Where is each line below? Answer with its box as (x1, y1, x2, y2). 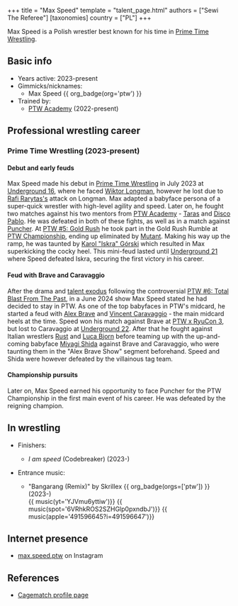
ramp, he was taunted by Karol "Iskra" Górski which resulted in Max (7, 240, 205, 248)
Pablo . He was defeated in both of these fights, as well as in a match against (7, 217, 230, 225)
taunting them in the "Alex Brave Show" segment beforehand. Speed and (7, 347, 220, 355)
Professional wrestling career (7, 125, 140, 137)
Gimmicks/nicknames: (17, 82, 83, 90)
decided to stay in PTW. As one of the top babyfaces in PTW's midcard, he (7, 301, 225, 310)
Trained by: (17, 96, 51, 105)
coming (7, 340, 30, 348)
